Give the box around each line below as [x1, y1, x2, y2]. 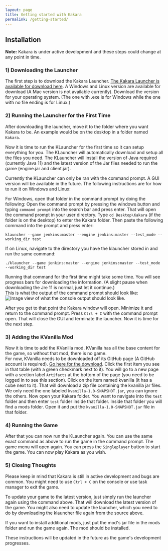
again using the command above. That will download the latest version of [5, 499, 156, 505]
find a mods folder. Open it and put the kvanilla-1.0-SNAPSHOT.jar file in [5, 404, 155, 410]
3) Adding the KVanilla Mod [5, 333, 74, 340]
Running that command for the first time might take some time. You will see [5, 273, 160, 280]
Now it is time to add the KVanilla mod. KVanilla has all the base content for [5, 345, 160, 351]
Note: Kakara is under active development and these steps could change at [5, 49, 161, 55]
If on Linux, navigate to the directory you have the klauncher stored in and [5, 245, 158, 251]
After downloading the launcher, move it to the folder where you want [5, 123, 149, 129]
